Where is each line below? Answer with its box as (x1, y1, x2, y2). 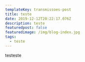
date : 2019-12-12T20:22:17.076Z (5, 16, 71, 21)
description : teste (5, 21, 45, 26)
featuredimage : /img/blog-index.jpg (5, 30, 80, 35)
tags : (5, 35, 16, 40)
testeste (5, 52, 22, 58)
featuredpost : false (5, 25, 48, 30)
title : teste (5, 12, 32, 17)
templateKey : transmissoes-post (5, 7, 71, 12)
